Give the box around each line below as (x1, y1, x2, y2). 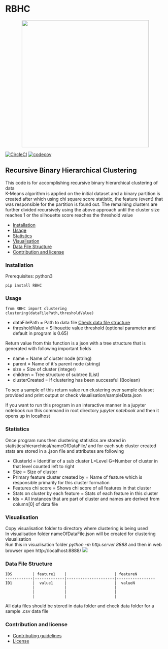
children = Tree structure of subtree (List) (12, 372, 100, 378)
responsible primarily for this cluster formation (12, 479, 110, 485)
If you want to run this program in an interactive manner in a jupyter (5, 402, 146, 408)
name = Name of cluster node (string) (12, 355, 92, 361)
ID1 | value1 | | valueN (5, 580, 136, 586)
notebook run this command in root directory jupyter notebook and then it (5, 408, 159, 414)
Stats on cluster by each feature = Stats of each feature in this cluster (12, 490, 158, 496)
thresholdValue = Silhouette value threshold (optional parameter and (12, 325, 156, 331)
